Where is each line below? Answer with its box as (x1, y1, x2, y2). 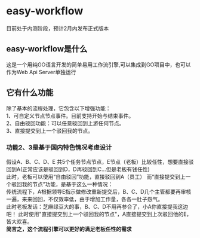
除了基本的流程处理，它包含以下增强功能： (6, 105, 111, 112)
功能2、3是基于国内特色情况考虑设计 (6, 144, 112, 152)
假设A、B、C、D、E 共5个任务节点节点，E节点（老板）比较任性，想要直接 (6, 158, 189, 165)
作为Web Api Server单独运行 (6, 68, 76, 75)
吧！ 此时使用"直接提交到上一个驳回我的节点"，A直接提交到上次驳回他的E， (6, 210, 192, 218)
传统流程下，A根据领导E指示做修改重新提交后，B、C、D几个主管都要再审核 (6, 188, 192, 195)
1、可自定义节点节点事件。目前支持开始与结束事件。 (6, 112, 134, 119)
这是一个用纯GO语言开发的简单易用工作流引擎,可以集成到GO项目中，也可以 (6, 61, 191, 68)
